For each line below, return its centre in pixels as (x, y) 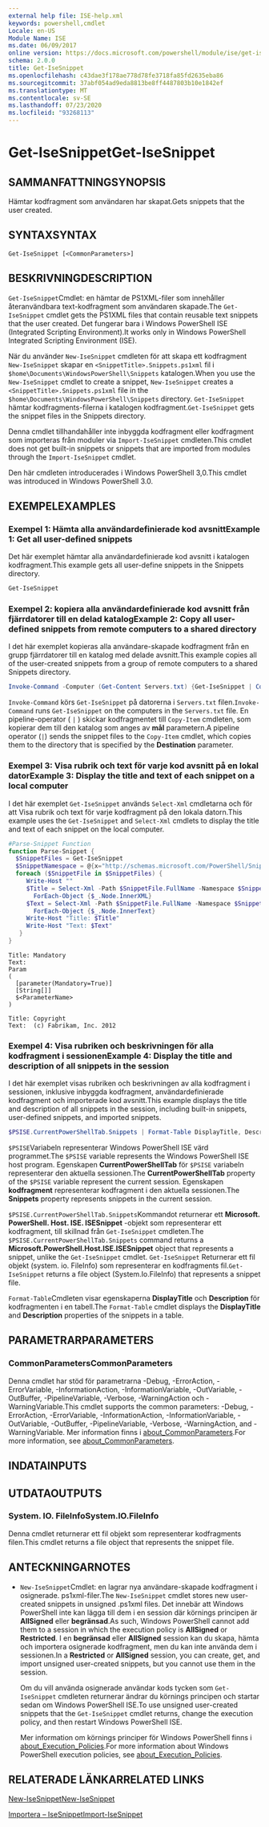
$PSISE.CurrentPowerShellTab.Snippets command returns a (106, 1240)
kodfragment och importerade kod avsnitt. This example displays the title (128, 1101)
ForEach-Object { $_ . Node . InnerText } (94, 911)
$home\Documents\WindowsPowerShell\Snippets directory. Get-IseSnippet (126, 399)
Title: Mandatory (37, 955)
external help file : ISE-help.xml (66, 16)
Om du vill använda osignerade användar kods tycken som (116, 1687)
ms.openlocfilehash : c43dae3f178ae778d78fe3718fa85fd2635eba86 (116, 76)
